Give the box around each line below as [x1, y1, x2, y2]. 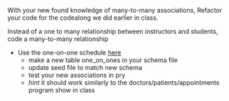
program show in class [28, 86, 95, 94]
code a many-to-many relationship [7, 35, 109, 43]
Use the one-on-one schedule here [17, 49, 122, 57]
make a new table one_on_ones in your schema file [28, 56, 178, 64]
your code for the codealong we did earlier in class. [7, 13, 159, 22]
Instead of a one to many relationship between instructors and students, [7, 28, 218, 35]
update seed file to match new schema [28, 64, 142, 71]
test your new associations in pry [28, 71, 126, 79]
